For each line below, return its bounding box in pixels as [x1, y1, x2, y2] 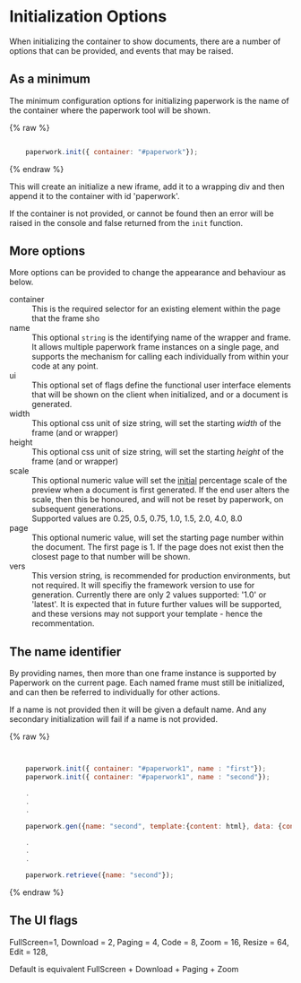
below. [9, 276, 34, 288]
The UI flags [9, 913, 79, 928]
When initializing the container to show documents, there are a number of [9, 36, 281, 47]
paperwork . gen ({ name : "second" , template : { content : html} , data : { [25, 822, 283, 831]
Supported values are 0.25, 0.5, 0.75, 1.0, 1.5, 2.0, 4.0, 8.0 [31, 513, 243, 524]
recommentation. [31, 618, 95, 629]
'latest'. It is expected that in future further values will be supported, [31, 599, 282, 610]
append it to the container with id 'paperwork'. [9, 190, 181, 201]
